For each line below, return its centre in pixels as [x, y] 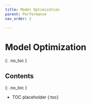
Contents [19, 76]
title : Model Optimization [32, 10]
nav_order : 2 [18, 19]
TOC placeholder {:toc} [35, 97]
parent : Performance [26, 14]
